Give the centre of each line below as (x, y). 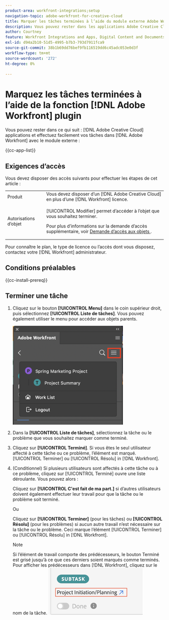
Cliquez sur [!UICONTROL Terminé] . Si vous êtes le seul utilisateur (81, 447)
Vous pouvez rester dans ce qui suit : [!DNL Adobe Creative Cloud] (74, 130)
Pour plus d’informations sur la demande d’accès (97, 226)
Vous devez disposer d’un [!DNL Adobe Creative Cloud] (104, 194)
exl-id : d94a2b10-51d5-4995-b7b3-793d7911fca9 (55, 43)
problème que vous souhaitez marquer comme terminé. (70, 438)
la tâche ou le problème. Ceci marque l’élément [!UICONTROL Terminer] (87, 529)
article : (13, 183)
